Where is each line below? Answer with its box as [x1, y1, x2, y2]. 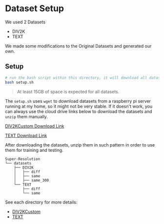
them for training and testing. [5, 147, 63, 153]
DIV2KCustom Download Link [5, 123, 64, 129]
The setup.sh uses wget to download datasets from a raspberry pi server [5, 98, 151, 104]
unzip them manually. [5, 113, 48, 119]
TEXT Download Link [5, 132, 47, 138]
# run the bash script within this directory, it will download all [5, 75, 147, 80]
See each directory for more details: [5, 199, 78, 205]
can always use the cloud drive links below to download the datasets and [5, 108, 152, 114]
